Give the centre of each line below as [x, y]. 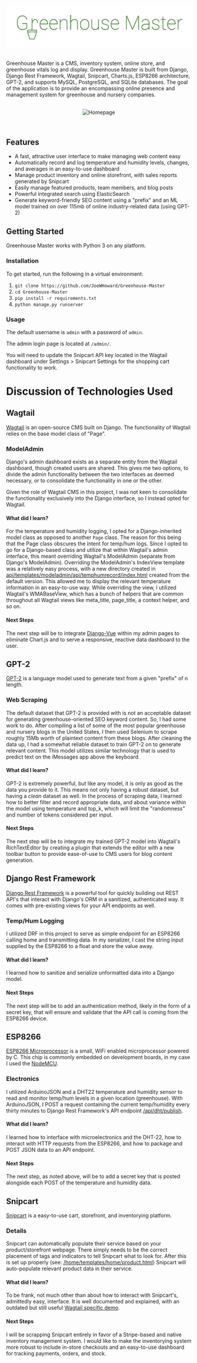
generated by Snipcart [42, 181]
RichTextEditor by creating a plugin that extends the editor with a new [90, 848]
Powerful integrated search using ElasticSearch [72, 194]
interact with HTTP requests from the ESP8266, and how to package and [94, 1143]
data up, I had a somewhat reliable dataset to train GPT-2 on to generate [94, 744]
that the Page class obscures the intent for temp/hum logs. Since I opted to [97, 544]
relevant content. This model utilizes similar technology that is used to [91, 750]
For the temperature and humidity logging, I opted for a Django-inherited [94, 531]
